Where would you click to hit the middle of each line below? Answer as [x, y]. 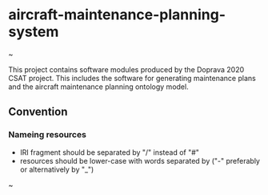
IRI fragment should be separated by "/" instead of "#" [110, 152]
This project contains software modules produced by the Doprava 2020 [126, 69]
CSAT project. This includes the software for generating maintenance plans [132, 78]
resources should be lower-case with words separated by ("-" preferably [140, 160]
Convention [38, 112]
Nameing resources [47, 135]
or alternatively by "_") [57, 169]
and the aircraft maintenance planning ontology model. [99, 87]
